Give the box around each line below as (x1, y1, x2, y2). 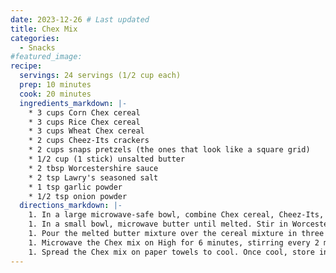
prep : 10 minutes (19, 80, 92, 90)
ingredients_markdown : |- (19, 98, 128, 108)
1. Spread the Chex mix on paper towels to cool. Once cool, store (28, 247, 315, 257)
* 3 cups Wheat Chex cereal (28, 126, 145, 136)
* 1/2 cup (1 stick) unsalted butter (28, 154, 186, 164)
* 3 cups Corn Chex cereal (28, 107, 141, 118)
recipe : (10, 61, 43, 71)
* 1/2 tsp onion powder (28, 191, 128, 201)
